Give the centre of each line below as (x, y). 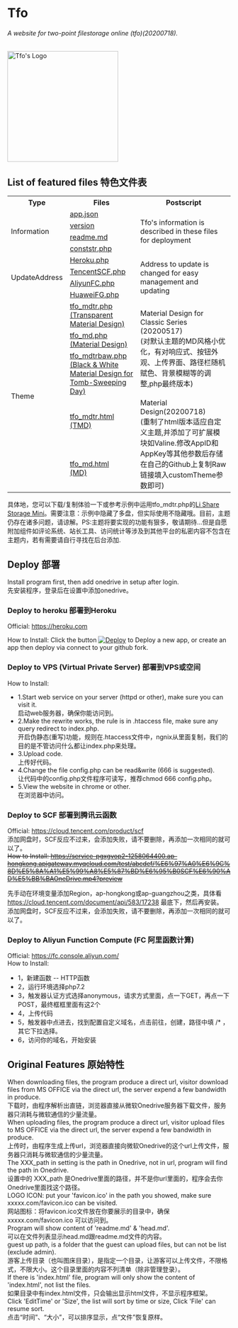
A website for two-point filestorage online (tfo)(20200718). (93, 33)
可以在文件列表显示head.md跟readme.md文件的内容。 (86, 1237)
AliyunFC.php (92, 283)
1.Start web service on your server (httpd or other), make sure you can (120, 697)
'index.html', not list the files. (49, 1285)
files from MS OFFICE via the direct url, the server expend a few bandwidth (117, 1090)
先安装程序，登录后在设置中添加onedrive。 (70, 590)
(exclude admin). (32, 1252)
